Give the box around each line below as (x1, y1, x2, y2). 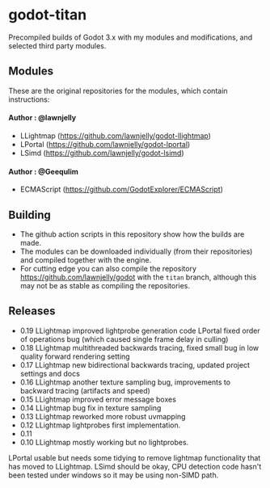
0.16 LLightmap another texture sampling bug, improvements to (19, 377, 231, 387)
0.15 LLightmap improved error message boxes (19, 394, 176, 404)
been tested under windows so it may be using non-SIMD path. (8, 470, 219, 480)
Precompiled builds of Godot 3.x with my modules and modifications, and (8, 32, 253, 42)
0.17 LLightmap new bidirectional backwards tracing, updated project (19, 360, 251, 369)
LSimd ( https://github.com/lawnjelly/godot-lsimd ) (19, 148, 184, 158)
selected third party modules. (8, 40, 107, 50)
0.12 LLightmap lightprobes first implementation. (19, 420, 181, 430)
